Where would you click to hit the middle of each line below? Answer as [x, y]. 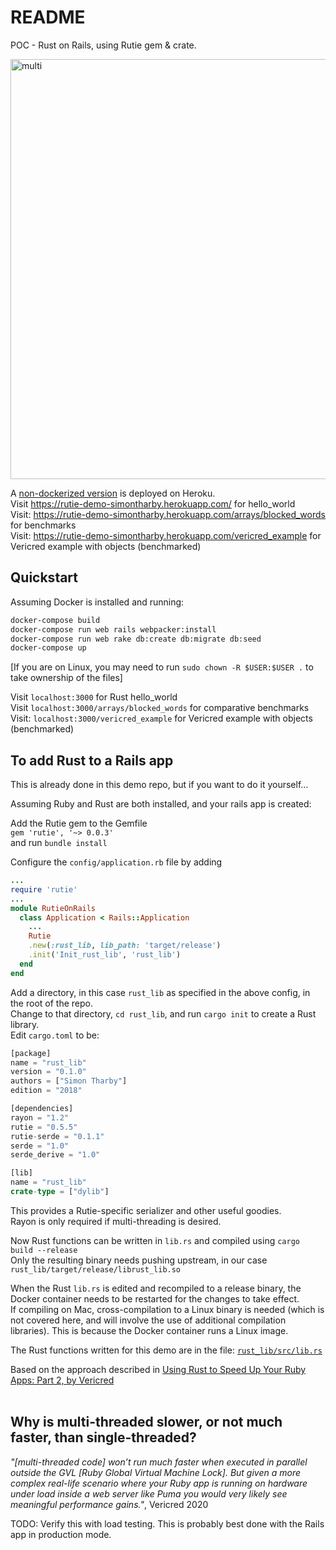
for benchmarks [43, 525]
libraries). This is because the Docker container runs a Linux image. [149, 1330]
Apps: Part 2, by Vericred [62, 1380]
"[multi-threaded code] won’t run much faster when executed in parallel [159, 1462]
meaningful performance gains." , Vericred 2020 [109, 1504]
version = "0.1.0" [48, 1072]
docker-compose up [48, 648]
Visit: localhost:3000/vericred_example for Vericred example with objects [161, 718]
